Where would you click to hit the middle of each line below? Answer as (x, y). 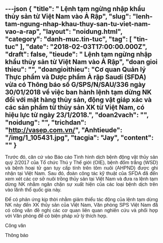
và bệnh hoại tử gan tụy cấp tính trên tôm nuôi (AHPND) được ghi (81, 168)
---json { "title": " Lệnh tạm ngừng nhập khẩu (75, 9)
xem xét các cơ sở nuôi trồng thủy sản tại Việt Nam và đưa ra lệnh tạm (81, 179)
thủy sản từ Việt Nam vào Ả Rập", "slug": (68, 17)
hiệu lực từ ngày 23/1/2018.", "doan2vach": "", (77, 115)
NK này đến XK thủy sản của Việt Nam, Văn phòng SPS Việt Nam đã (81, 205)
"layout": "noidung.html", (82, 32)
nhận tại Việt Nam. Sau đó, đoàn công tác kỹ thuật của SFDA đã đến (81, 173)
